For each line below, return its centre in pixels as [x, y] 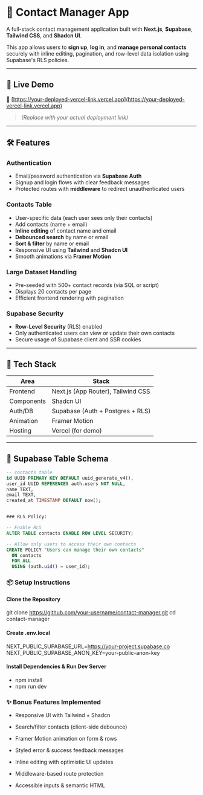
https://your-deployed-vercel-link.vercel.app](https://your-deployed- [99, 99]
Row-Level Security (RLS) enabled [59, 327]
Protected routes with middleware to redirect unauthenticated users [100, 189]
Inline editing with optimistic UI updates [64, 762]
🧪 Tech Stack [31, 364]
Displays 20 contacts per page [53, 292]
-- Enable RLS [24, 528]
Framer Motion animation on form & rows [66, 739]
